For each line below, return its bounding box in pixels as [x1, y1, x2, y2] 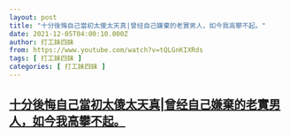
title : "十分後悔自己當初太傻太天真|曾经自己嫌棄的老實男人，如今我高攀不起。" [9, 21, 267, 30]
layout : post [9, 12, 57, 22]
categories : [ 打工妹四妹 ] [9, 63, 106, 72]
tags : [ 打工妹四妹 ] [9, 54, 82, 63]
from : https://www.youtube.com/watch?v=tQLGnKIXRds [9, 46, 203, 55]
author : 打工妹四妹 [9, 37, 74, 47]
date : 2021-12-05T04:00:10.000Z [9, 29, 128, 38]
